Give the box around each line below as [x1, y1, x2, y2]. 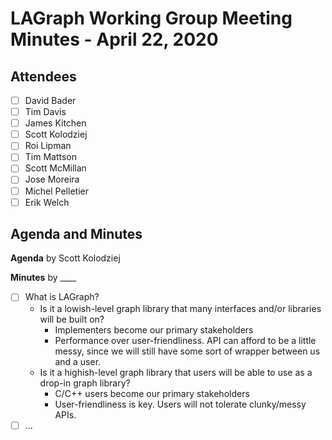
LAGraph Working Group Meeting [10, 7, 293, 30]
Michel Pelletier [24, 185, 89, 197]
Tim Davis [24, 106, 67, 118]
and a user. [54, 355, 102, 367]
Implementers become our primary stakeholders [54, 323, 254, 336]
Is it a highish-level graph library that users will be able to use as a [39, 366, 313, 378]
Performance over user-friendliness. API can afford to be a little [54, 334, 317, 346]
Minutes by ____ [10, 272, 77, 284]
